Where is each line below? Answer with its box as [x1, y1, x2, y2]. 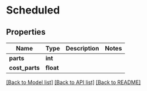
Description [65, 45, 99, 52]
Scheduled [6, 4, 60, 17]
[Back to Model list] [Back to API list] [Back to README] [6, 79, 141, 86]
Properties [6, 27, 46, 37]
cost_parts [9, 64, 40, 72]
